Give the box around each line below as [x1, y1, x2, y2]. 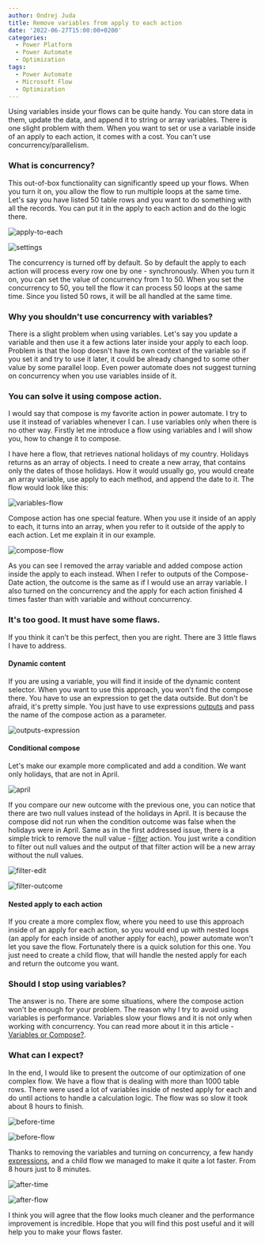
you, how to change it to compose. [8, 434, 121, 444]
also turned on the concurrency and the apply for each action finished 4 [8, 586, 243, 596]
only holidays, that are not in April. [8, 769, 120, 779]
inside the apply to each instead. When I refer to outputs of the [8, 569, 213, 579]
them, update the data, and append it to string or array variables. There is [8, 115, 248, 125]
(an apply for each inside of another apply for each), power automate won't [8, 934, 254, 943]
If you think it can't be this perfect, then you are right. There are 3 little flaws [8, 632, 257, 641]
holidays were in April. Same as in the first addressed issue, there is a [8, 825, 235, 834]
